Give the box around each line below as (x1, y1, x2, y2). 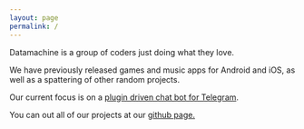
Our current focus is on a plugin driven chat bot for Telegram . (9, 92, 239, 103)
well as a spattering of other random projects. (9, 74, 180, 84)
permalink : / (9, 22, 59, 31)
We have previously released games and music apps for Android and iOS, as (9, 64, 296, 75)
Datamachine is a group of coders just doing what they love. (9, 46, 234, 57)
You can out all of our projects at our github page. (9, 109, 195, 120)
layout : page (9, 13, 59, 23)
